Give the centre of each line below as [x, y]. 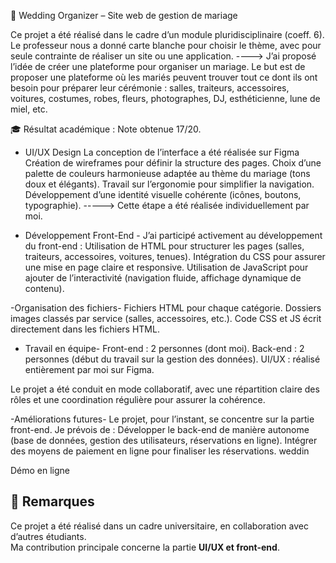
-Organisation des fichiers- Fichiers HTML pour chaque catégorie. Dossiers [166, 308]
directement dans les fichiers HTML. [85, 329]
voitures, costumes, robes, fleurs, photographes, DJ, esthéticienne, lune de [165, 98]
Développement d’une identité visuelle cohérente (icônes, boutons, [163, 194]
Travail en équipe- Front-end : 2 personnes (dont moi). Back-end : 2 [164, 348]
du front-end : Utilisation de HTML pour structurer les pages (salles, [164, 246]
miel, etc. [29, 109]
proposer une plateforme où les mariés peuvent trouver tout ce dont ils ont [164, 77]
